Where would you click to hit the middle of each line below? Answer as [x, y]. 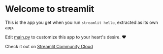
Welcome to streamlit [50, 9]
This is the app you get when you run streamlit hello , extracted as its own [82, 22]
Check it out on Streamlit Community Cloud [49, 46]
